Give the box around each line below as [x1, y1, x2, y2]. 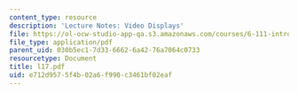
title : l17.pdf [9, 63, 66, 72]
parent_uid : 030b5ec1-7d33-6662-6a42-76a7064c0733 [9, 46, 200, 55]
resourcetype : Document [9, 54, 98, 63]
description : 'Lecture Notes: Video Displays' [9, 21, 184, 30]
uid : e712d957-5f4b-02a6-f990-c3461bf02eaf [9, 71, 173, 80]
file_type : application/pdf [9, 37, 114, 47]
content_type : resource [9, 12, 98, 22]
